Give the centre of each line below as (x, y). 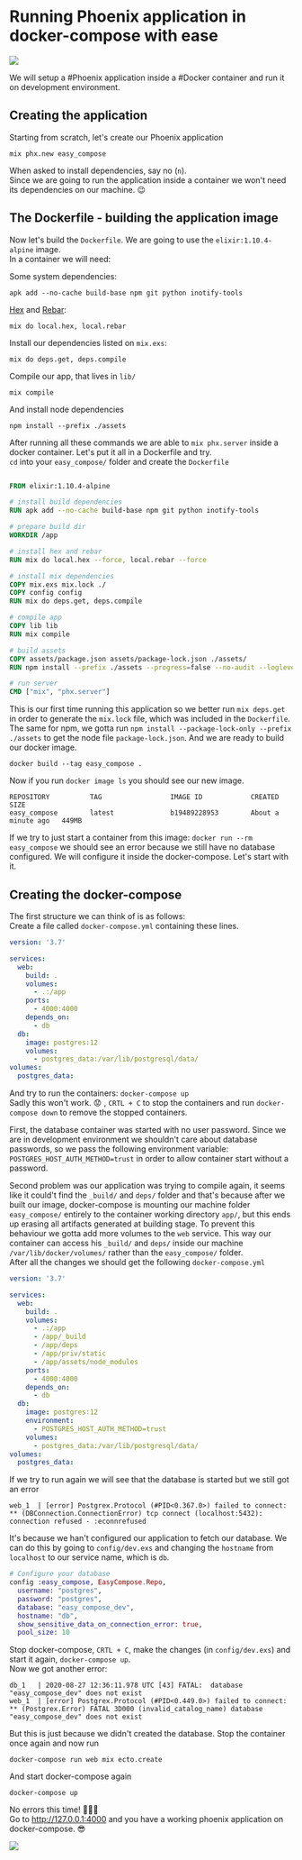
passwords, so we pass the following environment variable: (119, 1149)
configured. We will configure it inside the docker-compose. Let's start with (149, 857)
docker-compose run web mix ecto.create (86, 1760)
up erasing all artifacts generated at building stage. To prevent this (132, 1224)
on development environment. (65, 87)
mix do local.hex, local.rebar (68, 326)
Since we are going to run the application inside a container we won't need (148, 180)
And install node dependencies (67, 409)
